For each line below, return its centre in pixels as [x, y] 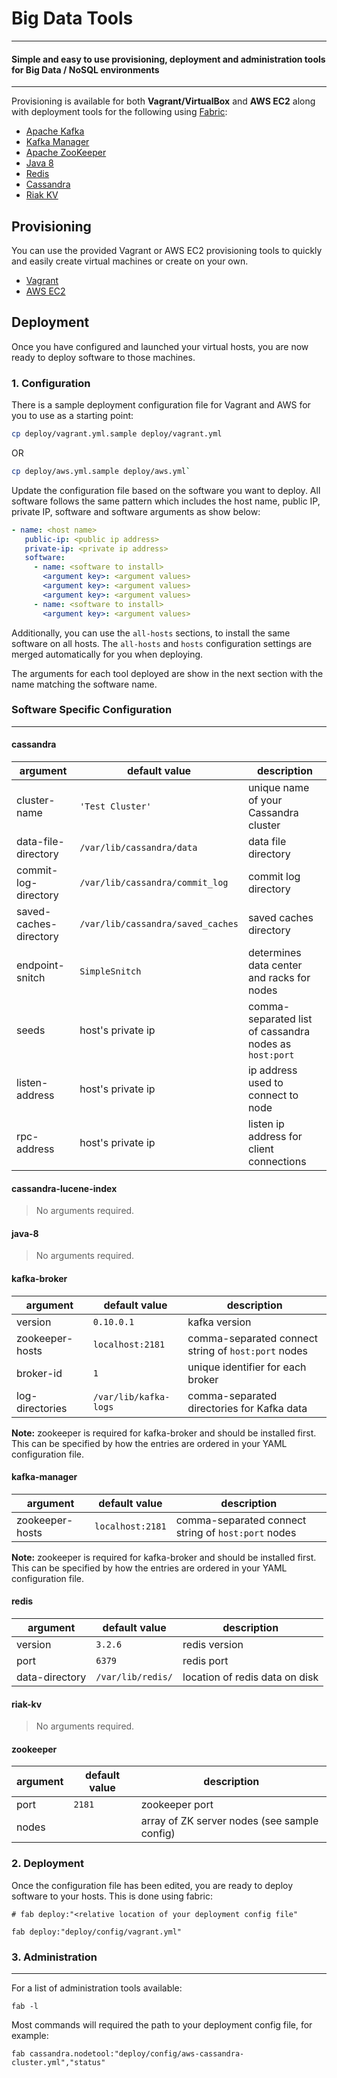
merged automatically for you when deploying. [107, 654]
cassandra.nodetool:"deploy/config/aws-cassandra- [137, 2054]
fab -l [25, 2007]
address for [275, 1137]
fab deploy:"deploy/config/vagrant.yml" [97, 1932]
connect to [273, 1095]
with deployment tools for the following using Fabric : [119, 112]
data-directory [51, 1677]
